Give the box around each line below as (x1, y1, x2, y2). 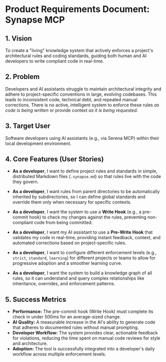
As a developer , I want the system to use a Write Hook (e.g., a (12, 209, 141, 215)
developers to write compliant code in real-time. (5, 58, 104, 64)
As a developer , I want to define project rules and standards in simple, (12, 168, 158, 174)
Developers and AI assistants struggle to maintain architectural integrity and (5, 86, 161, 92)
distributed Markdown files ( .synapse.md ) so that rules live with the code (12, 173, 161, 179)
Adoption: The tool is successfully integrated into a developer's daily (12, 346, 155, 352)
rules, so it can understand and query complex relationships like (12, 275, 144, 281)
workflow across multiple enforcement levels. (12, 351, 106, 357)
